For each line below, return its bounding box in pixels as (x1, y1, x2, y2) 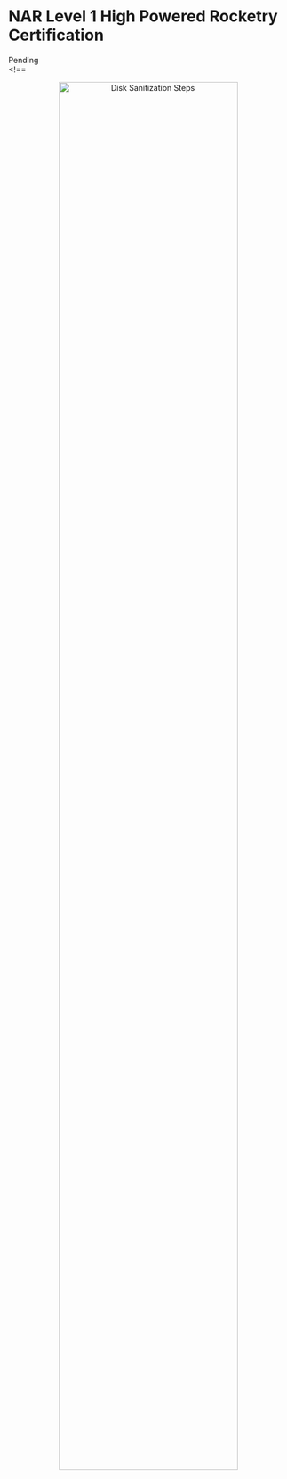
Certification (8, 25, 104, 45)
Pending (8, 54, 39, 65)
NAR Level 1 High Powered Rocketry (8, 6, 278, 27)
